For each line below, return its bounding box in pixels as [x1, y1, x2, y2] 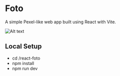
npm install [12, 60, 34, 66]
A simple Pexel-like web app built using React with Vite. [5, 19, 116, 25]
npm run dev [12, 65, 38, 71]
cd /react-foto [12, 55, 40, 61]
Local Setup [5, 42, 42, 51]
